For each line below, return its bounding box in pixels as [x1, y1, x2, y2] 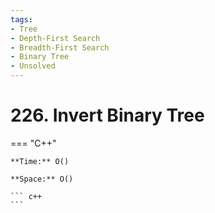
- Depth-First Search [10, 33, 101, 43]
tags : [10, 14, 33, 25]
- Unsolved [10, 61, 56, 71]
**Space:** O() [10, 174, 74, 184]
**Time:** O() [10, 156, 70, 166]
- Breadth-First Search [10, 42, 110, 53]
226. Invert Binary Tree [10, 104, 205, 127]
